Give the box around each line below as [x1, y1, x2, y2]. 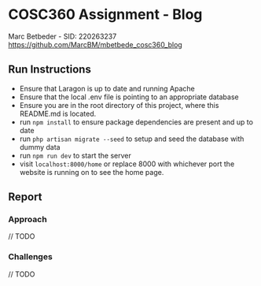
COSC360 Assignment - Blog [8, 6, 203, 24]
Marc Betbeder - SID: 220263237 [8, 32, 117, 41]
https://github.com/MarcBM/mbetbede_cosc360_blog [8, 39, 182, 49]
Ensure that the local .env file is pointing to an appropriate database [19, 92, 239, 102]
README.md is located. [19, 109, 97, 118]
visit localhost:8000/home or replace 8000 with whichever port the [19, 159, 235, 169]
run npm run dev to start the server [19, 150, 131, 160]
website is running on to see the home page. [19, 167, 164, 176]
